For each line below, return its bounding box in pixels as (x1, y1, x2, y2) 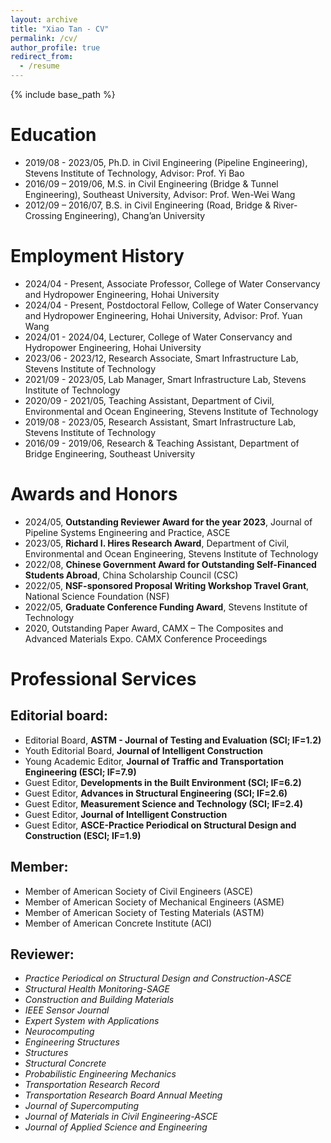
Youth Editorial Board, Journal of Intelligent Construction (24, 744, 263, 756)
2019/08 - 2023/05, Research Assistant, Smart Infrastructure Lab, (24, 416, 297, 428)
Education (10, 124, 97, 146)
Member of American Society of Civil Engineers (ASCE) (24, 885, 254, 897)
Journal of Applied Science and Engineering (24, 1121, 208, 1133)
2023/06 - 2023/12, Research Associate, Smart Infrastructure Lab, (24, 352, 299, 364)
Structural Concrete (24, 1057, 107, 1070)
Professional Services (10, 668, 197, 690)
